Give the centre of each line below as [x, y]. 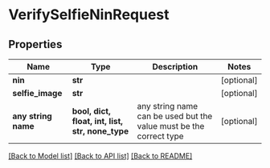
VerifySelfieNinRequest [89, 15]
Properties [35, 44]
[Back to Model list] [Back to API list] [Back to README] [100, 156]
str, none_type [100, 131]
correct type [160, 136]
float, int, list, [97, 121]
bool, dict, [91, 111]
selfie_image [37, 93]
